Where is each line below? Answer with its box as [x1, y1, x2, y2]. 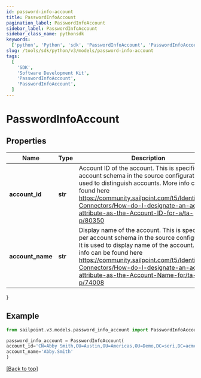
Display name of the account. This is [78, 225, 181, 234]
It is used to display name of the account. [78, 240, 194, 249]
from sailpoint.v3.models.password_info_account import [6, 327, 148, 333]
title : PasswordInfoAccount [6, 14, 77, 20]
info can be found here [78, 248, 143, 257]
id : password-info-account [6, 8, 74, 15]
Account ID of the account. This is [78, 164, 175, 172]
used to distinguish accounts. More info [78, 179, 190, 187]
